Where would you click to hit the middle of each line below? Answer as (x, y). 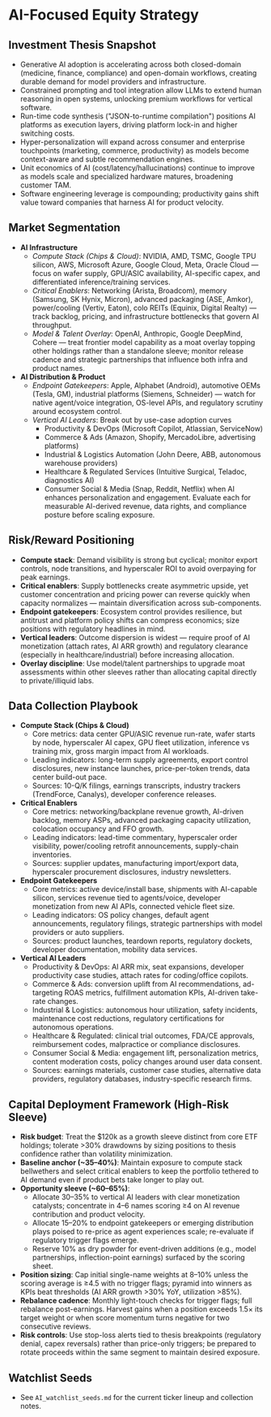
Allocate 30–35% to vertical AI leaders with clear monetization (136, 1197)
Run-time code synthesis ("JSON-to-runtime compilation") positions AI (138, 116)
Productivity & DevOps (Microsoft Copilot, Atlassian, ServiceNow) (154, 429)
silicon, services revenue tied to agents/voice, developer (126, 898)
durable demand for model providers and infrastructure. (113, 82)
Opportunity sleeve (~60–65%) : (75, 1189)
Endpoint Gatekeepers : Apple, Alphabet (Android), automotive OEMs (146, 385)
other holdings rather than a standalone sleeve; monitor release (138, 351)
